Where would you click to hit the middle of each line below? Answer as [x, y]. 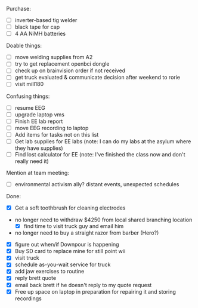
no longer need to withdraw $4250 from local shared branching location [103, 220]
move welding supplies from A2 [54, 57]
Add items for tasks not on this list [57, 134]
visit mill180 [29, 84]
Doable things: [24, 46]
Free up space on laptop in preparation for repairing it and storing [95, 291]
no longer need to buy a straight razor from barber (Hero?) [87, 233]
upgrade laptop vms [39, 114]
